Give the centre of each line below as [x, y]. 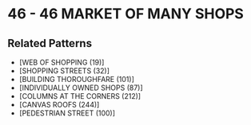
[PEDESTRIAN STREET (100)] [67, 113]
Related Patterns [50, 43]
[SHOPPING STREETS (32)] [64, 71]
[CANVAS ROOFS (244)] [59, 105]
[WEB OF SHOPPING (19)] [62, 62]
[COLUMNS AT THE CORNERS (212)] [80, 96]
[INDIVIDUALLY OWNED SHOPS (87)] [81, 88]
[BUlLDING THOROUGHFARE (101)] [77, 79]
